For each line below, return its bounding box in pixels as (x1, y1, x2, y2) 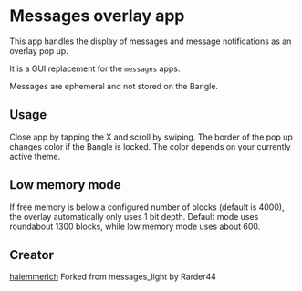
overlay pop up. (9, 45, 68, 56)
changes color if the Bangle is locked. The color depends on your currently (9, 140, 291, 151)
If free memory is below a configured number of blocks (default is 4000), (9, 202, 285, 213)
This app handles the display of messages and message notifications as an (9, 36, 292, 47)
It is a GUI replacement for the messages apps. (9, 63, 181, 74)
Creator (9, 247, 55, 263)
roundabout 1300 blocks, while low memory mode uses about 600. (9, 221, 261, 232)
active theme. (9, 151, 61, 161)
